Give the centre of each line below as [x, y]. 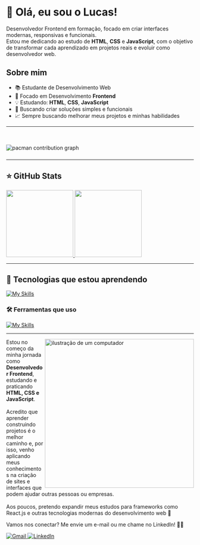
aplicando [18, 456]
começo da [20, 348]
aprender [17, 418]
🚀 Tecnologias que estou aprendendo [77, 279]
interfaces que [24, 487]
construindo [21, 424]
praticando [19, 386]
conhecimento [24, 468]
